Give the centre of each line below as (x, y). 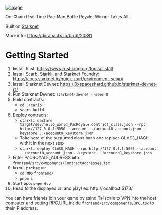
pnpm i (26, 178)
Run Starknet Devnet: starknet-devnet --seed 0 (60, 94)
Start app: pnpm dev (32, 183)
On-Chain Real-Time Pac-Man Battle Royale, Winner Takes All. (67, 17)
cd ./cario (31, 105)
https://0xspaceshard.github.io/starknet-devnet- (109, 84)
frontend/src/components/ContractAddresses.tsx (61, 163)
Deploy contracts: (30, 115)
